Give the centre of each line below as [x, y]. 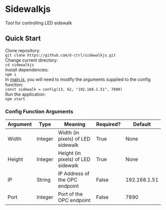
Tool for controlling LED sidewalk [39, 23]
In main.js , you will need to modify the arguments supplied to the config [78, 79]
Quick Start [23, 38]
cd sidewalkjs [20, 65]
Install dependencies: [27, 70]
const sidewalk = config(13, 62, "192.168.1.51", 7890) [64, 89]
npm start [15, 99]
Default [142, 124]
